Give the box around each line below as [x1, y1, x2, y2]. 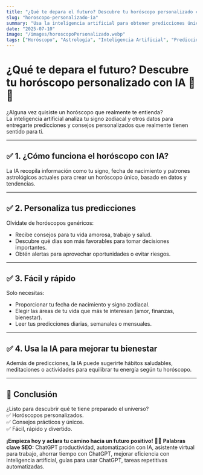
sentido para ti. [6, 128, 44, 135]
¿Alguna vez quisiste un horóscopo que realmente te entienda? [6, 108, 163, 115]
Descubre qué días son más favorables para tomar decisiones [14, 237, 170, 245]
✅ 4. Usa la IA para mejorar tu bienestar [6, 343, 158, 354]
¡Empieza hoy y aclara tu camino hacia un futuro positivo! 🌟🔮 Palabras [6, 438, 186, 444]
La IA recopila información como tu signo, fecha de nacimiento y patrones [6, 167, 190, 174]
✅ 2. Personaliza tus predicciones [6, 203, 137, 213]
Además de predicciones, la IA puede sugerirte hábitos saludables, [6, 360, 173, 367]
